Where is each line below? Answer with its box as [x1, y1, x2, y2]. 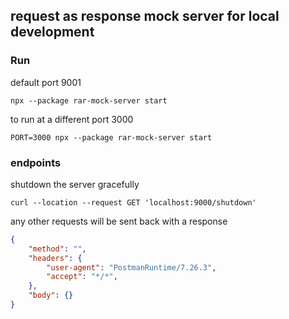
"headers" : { [28, 253, 83, 263]
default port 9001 [10, 76, 82, 88]
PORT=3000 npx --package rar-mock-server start [10, 132, 213, 143]
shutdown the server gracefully [10, 178, 140, 190]
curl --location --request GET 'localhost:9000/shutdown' [10, 197, 257, 208]
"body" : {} [28, 290, 74, 301]
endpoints [10, 155, 62, 169]
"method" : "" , [28, 244, 87, 254]
